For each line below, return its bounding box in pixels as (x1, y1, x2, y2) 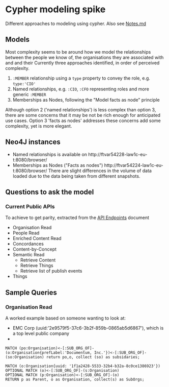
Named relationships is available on (12, 151, 88, 157)
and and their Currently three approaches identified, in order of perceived (5, 60, 160, 66)
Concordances (12, 241, 44, 247)
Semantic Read (12, 252, 45, 258)
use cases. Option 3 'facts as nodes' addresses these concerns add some (5, 117, 161, 124)
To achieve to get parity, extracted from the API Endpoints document (5, 214, 149, 221)
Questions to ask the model (5, 187, 94, 196)
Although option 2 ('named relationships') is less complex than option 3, (5, 106, 156, 113)
